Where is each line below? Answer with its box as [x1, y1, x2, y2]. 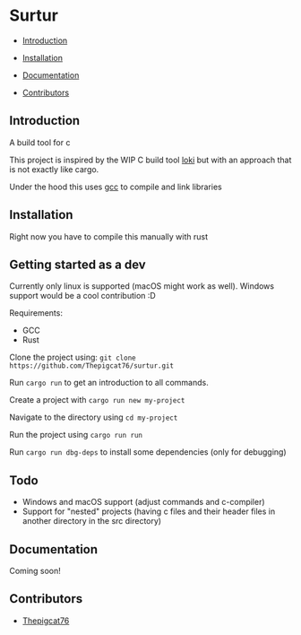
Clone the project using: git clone [9, 352, 136, 363]
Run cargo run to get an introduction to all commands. [9, 378, 209, 388]
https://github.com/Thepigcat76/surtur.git [9, 361, 175, 370]
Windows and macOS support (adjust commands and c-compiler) [21, 497, 266, 508]
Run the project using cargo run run [9, 430, 143, 440]
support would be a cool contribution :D [9, 291, 157, 301]
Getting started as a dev [9, 257, 146, 272]
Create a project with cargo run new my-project [9, 395, 185, 405]
